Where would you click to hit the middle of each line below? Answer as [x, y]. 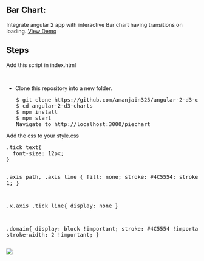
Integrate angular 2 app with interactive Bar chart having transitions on [95, 24]
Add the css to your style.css [43, 136]
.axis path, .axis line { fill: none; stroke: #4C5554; [91, 177]
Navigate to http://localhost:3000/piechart [83, 124]
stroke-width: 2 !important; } [53, 235]
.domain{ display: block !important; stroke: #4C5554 [88, 228]
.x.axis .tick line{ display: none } [63, 206]
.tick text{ [24, 147]
